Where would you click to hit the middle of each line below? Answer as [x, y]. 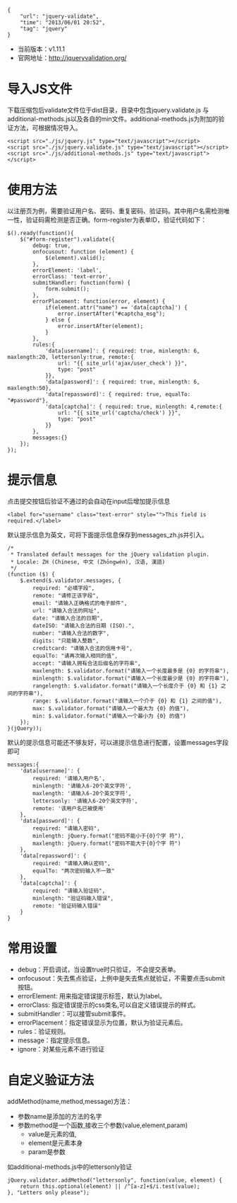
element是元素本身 [55, 1143]
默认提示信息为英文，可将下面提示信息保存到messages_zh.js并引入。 [108, 535]
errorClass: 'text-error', [72, 276]
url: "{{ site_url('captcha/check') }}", [119, 413]
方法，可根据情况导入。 [47, 127]
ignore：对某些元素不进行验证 [61, 1049]
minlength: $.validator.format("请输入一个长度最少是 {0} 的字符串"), [131, 678]
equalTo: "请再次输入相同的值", [75, 656]
